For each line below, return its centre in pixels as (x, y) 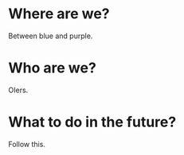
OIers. (18, 90)
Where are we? (59, 14)
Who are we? (53, 68)
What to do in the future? (92, 122)
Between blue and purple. (51, 36)
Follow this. (27, 144)
